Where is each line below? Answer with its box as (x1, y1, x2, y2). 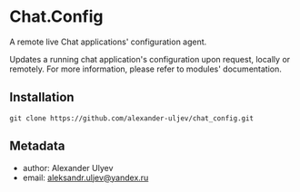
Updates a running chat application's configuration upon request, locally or (9, 53, 291, 64)
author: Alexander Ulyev (22, 162, 114, 173)
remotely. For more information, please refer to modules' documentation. (9, 63, 282, 74)
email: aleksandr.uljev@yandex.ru (22, 172, 149, 183)
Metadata (9, 139, 65, 154)
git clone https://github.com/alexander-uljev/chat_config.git (9, 113, 255, 123)
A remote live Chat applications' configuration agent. (9, 36, 207, 47)
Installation (9, 90, 75, 105)
